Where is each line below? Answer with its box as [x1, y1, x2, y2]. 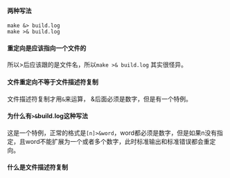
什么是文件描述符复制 [7, 163, 68, 172]
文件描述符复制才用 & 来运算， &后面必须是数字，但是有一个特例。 [7, 95, 193, 103]
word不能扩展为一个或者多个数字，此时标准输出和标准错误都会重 [25, 137, 210, 145]
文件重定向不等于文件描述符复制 [7, 78, 98, 86]
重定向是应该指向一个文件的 [7, 44, 87, 52]
